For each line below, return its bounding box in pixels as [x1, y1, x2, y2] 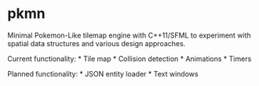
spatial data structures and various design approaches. [7, 38, 186, 48]
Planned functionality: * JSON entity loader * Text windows [7, 69, 199, 78]
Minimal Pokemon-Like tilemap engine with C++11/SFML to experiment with [7, 30, 252, 40]
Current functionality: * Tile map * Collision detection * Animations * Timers [7, 54, 252, 63]
